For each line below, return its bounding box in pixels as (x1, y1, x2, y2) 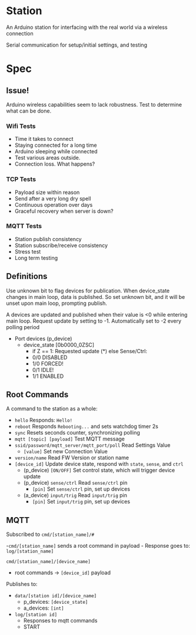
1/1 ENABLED (32, 373, 64, 380)
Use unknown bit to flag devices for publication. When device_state (6, 287, 170, 294)
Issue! (6, 85, 29, 96)
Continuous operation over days (14, 201, 93, 208)
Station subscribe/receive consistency (14, 242, 108, 249)
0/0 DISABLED (32, 354, 68, 361)
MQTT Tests (6, 222, 42, 231)
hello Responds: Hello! (14, 417, 73, 424)
